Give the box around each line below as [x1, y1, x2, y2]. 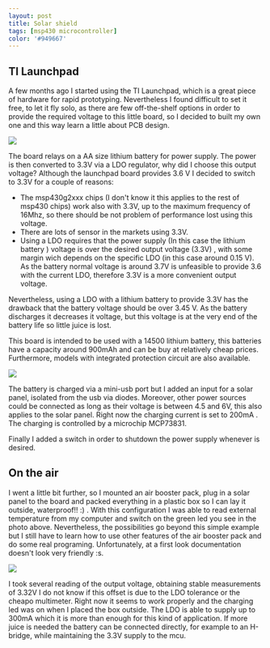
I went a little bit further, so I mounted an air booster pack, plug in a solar [8, 488, 251, 497]
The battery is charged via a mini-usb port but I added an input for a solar [8, 384, 253, 394]
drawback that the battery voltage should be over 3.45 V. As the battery [8, 303, 248, 313]
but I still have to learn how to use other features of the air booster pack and [8, 531, 262, 540]
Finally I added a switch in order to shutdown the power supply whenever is [8, 434, 260, 444]
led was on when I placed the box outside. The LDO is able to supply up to [8, 604, 256, 614]
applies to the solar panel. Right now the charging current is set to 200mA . [8, 410, 259, 420]
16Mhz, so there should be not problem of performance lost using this [19, 210, 253, 220]
